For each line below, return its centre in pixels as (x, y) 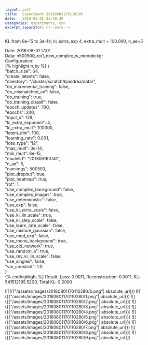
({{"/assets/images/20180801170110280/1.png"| (52, 297)
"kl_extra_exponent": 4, (28, 123)
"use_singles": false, (25, 261)
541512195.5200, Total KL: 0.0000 (39, 282)
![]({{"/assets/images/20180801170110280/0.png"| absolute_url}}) (70, 291)
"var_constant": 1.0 (24, 267)
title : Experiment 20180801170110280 (44, 14)
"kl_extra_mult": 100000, (29, 128)
